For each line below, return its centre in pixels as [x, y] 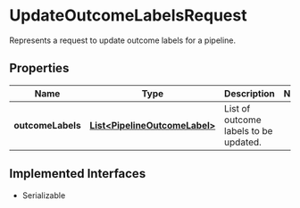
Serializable [44, 195]
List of [237, 108]
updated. [243, 142]
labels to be [249, 130]
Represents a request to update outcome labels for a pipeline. [123, 40]
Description [250, 93]
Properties [39, 68]
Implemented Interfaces [78, 174]
